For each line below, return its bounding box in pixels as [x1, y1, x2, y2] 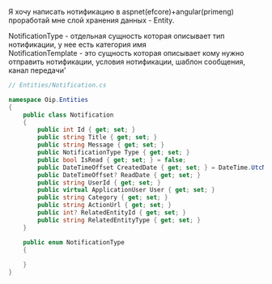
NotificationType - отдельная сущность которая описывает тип [8, 32, 225, 40]
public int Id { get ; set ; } [37, 125, 136, 134]
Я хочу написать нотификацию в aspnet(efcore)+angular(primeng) [8, 7, 235, 16]
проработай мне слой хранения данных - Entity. [8, 15, 175, 25]
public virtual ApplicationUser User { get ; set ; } [37, 186, 216, 194]
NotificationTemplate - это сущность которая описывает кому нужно [8, 49, 244, 57]
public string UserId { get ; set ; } [37, 178, 161, 187]
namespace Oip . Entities [8, 95, 89, 104]
